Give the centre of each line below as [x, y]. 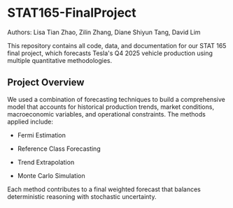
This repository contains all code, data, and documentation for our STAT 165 [117, 45]
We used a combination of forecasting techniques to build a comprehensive [116, 99]
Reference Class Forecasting [59, 149]
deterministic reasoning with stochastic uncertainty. [82, 196]
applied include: [30, 121]
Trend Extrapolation [46, 162]
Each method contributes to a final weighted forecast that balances [104, 189]
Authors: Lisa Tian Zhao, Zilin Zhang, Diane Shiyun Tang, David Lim [104, 32]
